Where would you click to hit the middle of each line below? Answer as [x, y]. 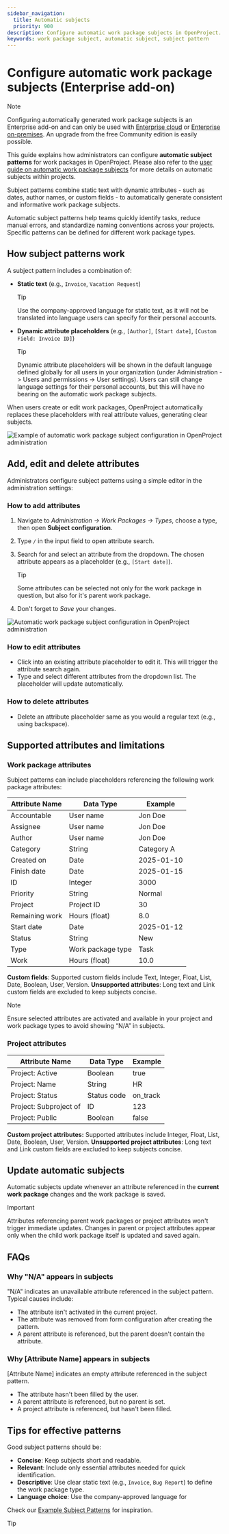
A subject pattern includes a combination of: [69, 270]
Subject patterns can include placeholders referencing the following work [110, 780]
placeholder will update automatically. [70, 684]
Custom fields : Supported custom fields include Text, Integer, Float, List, [109, 977]
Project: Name [33, 1084]
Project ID [84, 904]
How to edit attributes [44, 647]
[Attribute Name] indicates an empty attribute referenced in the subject [107, 1374]
